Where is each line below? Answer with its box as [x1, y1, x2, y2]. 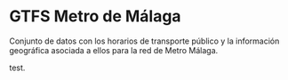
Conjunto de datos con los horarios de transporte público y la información [9, 36, 280, 46]
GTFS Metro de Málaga [9, 6, 181, 27]
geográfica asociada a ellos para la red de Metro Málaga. [9, 44, 219, 55]
